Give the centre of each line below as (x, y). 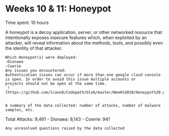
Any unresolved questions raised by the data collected (65, 128)
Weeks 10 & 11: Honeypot (58, 9)
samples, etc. (20, 110)
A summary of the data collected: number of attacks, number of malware (83, 105)
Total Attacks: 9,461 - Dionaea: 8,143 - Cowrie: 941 (58, 119)
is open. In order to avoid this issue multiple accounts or (71, 79)
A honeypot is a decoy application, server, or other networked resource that (84, 32)
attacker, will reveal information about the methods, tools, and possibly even (84, 42)
